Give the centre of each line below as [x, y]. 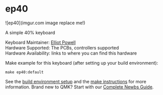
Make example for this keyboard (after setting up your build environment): [82, 63]
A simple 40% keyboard [30, 32]
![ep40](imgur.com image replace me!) [45, 23]
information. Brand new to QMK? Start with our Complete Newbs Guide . [79, 87]
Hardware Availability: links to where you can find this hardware [71, 53]
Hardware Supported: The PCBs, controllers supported [62, 47]
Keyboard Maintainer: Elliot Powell [40, 42]
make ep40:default [24, 72]
